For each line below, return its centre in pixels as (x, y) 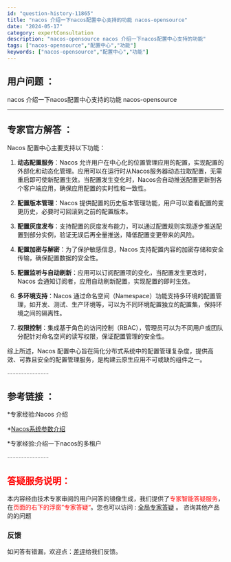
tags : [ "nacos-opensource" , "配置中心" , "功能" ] (72, 45)
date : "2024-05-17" (35, 26)
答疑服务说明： (39, 480)
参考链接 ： (31, 396)
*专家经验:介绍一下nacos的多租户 (54, 444)
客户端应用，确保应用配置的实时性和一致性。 (86, 188)
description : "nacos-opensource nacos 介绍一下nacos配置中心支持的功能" (107, 39)
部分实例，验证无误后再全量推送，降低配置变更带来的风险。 (113, 234)
